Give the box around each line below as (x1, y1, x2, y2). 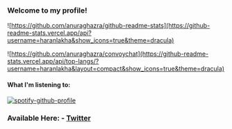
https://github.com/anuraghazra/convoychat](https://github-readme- (11, 50, 209, 58)
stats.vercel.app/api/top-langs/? (7, 57, 99, 66)
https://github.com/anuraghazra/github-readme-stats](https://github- (11, 22, 210, 30)
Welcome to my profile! (7, 6, 88, 15)
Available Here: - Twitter (7, 114, 92, 123)
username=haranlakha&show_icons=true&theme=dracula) (7, 36, 174, 45)
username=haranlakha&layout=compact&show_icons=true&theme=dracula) (7, 65, 224, 73)
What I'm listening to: (7, 80, 71, 89)
